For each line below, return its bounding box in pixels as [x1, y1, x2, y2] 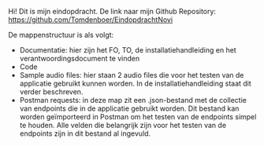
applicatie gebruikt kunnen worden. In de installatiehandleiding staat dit [19, 78, 252, 88]
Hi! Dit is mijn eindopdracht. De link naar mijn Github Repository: [8, 7, 217, 16]
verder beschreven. [19, 87, 84, 97]
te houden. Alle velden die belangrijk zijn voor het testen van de [19, 121, 227, 130]
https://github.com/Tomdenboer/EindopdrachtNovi [8, 15, 173, 24]
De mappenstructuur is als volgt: [8, 31, 114, 39]
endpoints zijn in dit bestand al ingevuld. [19, 129, 151, 138]
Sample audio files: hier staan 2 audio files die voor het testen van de [19, 71, 244, 79]
